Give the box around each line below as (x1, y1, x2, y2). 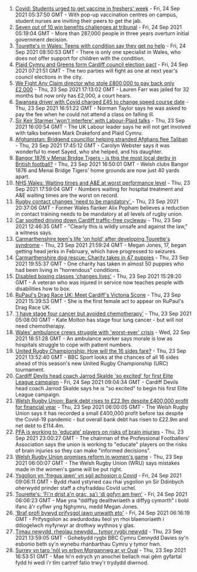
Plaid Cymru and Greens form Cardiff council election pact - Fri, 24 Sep (15, 61, 188, 68)
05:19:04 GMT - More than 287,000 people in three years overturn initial (15, 30, 189, 37)
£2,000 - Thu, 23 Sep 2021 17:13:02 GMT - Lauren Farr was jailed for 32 (15, 86, 189, 93)
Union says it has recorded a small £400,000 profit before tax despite (15, 410, 184, 417)
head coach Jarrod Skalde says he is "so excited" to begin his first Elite (15, 385, 188, 391)
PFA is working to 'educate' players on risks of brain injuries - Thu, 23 (15, 428, 184, 435)
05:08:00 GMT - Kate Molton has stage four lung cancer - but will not (15, 316, 184, 323)
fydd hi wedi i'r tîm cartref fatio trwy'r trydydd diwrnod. (15, 559, 149, 566)
